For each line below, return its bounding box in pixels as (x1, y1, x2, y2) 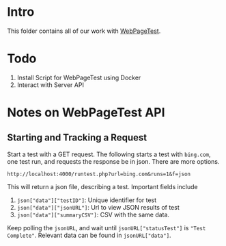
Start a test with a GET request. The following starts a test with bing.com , (7, 150, 211, 158)
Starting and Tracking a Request (7, 132, 147, 144)
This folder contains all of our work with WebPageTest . (7, 27, 161, 35)
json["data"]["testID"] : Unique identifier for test (16, 196, 157, 204)
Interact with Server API (16, 80, 84, 89)
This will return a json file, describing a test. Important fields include (7, 182, 198, 190)
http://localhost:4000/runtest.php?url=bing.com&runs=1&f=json (7, 171, 191, 177)
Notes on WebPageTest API (7, 105, 165, 121)
